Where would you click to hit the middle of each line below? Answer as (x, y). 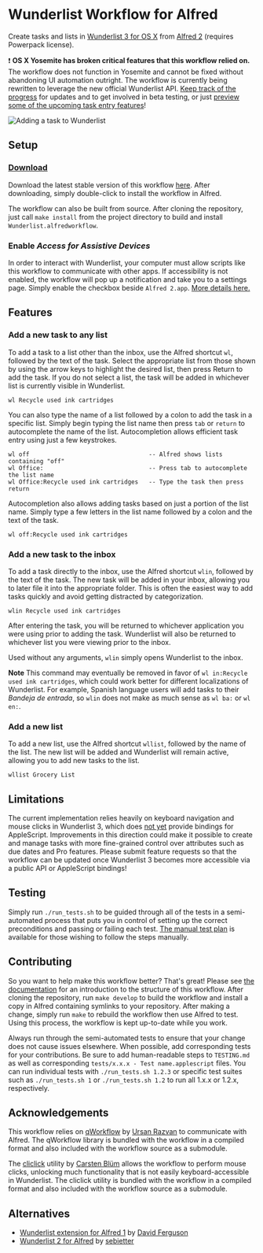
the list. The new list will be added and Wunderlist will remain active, (119, 752)
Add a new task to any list (58, 335)
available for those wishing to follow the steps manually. (99, 937)
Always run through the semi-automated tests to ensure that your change (127, 1038)
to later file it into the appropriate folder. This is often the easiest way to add (131, 588)
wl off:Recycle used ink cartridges (68, 534)
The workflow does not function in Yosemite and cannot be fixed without (126, 72)
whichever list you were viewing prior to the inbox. (89, 642)
